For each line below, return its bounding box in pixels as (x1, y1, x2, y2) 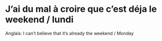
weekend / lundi (5, 14, 74, 25)
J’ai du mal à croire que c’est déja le (5, 3, 157, 15)
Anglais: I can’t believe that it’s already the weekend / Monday (5, 30, 134, 36)
